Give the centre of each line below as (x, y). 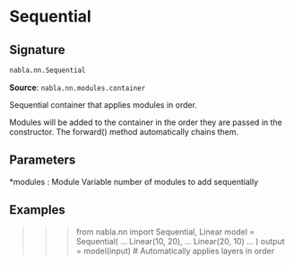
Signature (37, 50)
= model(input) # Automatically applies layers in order (175, 251)
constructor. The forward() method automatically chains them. (124, 131)
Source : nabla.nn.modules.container (78, 87)
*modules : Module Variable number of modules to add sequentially (134, 181)
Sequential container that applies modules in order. (103, 104)
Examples (37, 210)
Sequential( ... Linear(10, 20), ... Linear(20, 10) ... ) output (180, 241)
